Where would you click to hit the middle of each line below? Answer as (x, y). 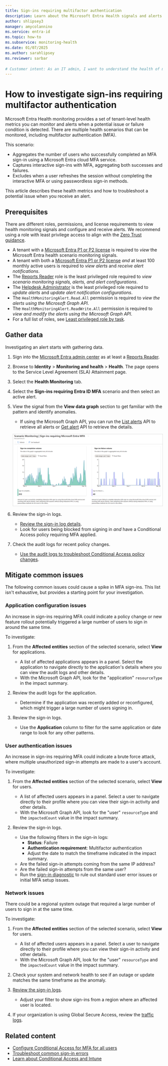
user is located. (36, 1005)
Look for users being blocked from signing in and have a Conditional (90, 529)
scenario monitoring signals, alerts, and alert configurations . (75, 282)
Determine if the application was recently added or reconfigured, (87, 702)
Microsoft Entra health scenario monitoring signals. (65, 255)
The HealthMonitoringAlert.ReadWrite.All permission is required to (82, 308)
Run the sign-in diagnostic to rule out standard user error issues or (88, 875)
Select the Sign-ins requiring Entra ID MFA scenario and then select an (86, 391)
